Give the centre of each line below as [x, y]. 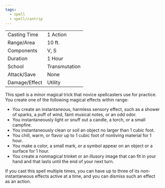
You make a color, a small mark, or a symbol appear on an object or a [82, 146]
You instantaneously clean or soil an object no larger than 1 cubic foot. [83, 130]
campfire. [22, 125]
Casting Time [23, 35]
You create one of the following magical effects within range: [67, 100]
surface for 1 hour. [31, 151]
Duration [18, 58]
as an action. [18, 182]
